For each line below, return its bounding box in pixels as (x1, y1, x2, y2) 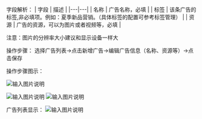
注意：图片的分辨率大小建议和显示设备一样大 (6, 34, 119, 41)
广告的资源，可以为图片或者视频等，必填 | (16, 21, 122, 28)
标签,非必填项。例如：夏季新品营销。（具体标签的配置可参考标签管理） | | (6, 13, 188, 21)
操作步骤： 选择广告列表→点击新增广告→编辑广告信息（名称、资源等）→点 (6, 47, 194, 54)
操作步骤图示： (6, 67, 44, 75)
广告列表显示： (6, 106, 44, 113)
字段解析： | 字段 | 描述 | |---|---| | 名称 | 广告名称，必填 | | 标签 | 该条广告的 (6, 6, 197, 13)
